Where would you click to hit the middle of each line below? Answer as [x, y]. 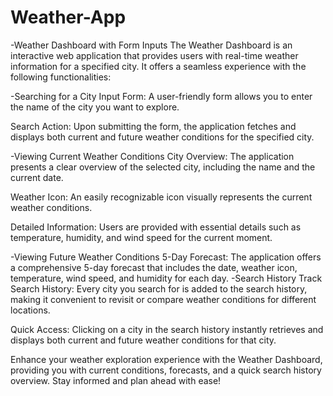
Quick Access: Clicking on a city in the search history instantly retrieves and [167, 329]
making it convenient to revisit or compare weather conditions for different [163, 299]
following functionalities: [61, 77]
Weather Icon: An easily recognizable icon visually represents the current [161, 197]
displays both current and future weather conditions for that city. [143, 340]
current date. [37, 177]
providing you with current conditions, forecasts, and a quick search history [166, 370]
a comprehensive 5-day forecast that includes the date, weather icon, [154, 267]
